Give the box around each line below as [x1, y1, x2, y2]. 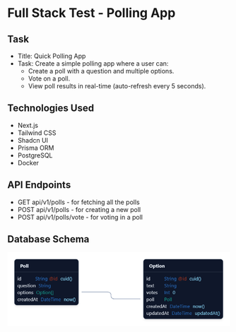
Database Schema [7, 233, 90, 245]
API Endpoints [7, 179, 71, 191]
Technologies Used [7, 102, 94, 114]
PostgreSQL [17, 150, 53, 160]
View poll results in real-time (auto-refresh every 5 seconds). [28, 82, 206, 90]
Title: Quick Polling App [17, 52, 86, 60]
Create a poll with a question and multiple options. [28, 67, 175, 75]
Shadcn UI [17, 136, 48, 144]
